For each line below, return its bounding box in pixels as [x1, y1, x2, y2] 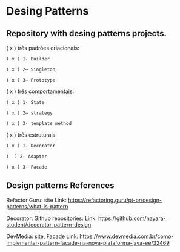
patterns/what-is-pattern [6, 202, 68, 210]
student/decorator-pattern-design [6, 221, 92, 228]
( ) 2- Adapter [6, 153, 47, 160]
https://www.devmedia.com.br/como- [79, 233, 174, 240]
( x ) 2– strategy [6, 110, 53, 116]
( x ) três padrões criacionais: [6, 44, 80, 51]
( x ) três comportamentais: [6, 88, 75, 95]
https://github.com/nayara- [98, 215, 166, 222]
